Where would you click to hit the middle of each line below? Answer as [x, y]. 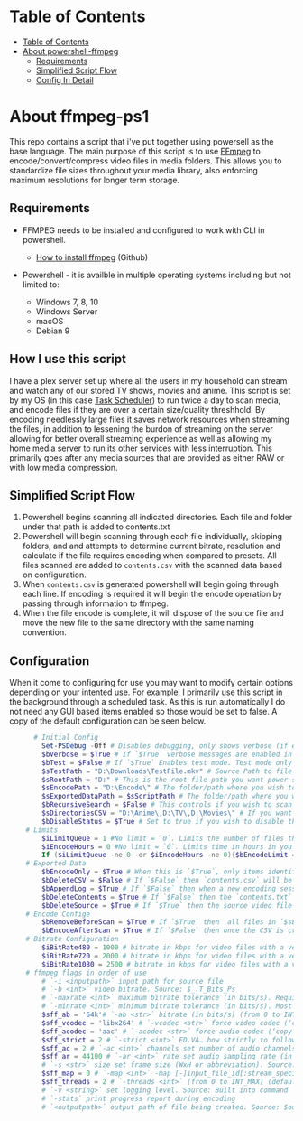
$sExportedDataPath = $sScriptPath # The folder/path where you [165, 797]
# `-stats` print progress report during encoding [139, 1098]
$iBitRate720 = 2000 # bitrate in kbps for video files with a [163, 956]
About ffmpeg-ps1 [79, 117]
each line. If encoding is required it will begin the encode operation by [152, 594]
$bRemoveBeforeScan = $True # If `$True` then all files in [159, 922]
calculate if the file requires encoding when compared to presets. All [149, 556]
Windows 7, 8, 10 [67, 302]
